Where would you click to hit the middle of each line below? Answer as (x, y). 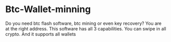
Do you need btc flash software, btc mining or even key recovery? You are (83, 23)
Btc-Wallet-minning (48, 9)
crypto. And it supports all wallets (41, 34)
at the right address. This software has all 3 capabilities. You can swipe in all (86, 28)
